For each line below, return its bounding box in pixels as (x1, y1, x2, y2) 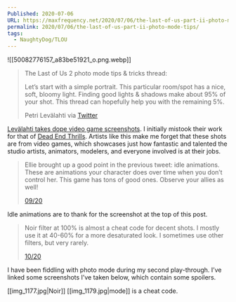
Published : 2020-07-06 (7, 10, 74, 18)
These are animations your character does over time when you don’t (24, 168, 223, 177)
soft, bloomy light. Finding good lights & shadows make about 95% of (24, 90, 226, 99)
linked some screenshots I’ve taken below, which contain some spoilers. (7, 273, 216, 282)
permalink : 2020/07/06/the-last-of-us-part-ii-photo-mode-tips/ (7, 23, 199, 30)
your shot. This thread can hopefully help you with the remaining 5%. (24, 97, 225, 106)
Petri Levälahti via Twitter (24, 111, 98, 120)
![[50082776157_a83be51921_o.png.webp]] (7, 55, 131, 64)
